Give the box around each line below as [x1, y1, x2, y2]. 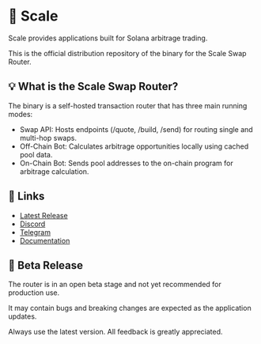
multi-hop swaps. [19, 133, 78, 142]
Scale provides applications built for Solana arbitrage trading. [8, 33, 208, 43]
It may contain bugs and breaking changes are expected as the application [8, 304, 252, 313]
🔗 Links [8, 190, 45, 203]
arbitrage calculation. [19, 166, 89, 176]
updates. [8, 312, 37, 321]
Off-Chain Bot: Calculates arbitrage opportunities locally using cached [19, 142, 249, 151]
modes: [8, 109, 33, 119]
